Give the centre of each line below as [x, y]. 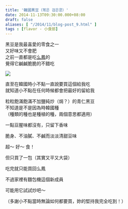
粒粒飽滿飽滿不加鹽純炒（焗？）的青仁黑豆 [50, 101]
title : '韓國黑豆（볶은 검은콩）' [37, 10]
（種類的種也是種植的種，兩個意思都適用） [50, 114]
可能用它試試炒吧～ [25, 191]
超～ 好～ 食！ [20, 147]
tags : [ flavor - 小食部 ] [32, 29]
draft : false [19, 19]
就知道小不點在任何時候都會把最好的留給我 [50, 91]
